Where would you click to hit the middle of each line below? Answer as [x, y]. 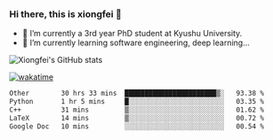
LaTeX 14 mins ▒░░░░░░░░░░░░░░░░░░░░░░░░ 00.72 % [137, 118]
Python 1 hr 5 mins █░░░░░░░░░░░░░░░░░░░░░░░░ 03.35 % [137, 102]
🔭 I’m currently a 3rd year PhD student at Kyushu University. [132, 34]
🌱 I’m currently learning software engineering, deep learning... [136, 43]
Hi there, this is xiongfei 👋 [65, 14]
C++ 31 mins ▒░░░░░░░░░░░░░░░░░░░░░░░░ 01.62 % [137, 110]
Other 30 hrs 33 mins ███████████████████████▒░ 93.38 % [137, 93]
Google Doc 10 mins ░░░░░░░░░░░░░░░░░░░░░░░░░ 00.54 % [137, 126]
